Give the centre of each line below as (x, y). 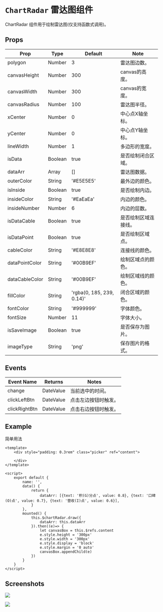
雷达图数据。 (135, 172)
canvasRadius (24, 104)
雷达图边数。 (135, 63)
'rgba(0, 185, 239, (92, 292)
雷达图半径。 (135, 104)
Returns (54, 382)
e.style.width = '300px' (65, 539)
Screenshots (25, 584)
